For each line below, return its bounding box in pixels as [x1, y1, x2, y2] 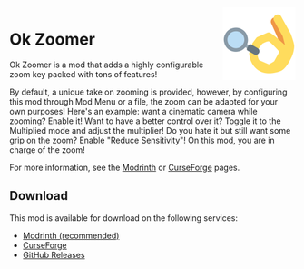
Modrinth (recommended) [22, 230, 120, 241]
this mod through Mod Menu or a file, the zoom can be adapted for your [9, 95, 279, 106]
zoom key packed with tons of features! [9, 68, 158, 79]
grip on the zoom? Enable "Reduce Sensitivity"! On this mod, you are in [9, 134, 275, 145]
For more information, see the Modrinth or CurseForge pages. [9, 162, 240, 173]
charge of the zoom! [9, 144, 85, 155]
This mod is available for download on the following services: [9, 212, 239, 224]
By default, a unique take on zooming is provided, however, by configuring [9, 86, 288, 97]
